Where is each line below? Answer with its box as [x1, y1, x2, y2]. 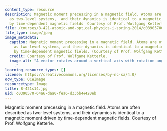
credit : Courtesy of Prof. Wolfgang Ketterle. [9, 53, 108, 59]
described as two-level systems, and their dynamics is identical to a [5, 110, 144, 116]
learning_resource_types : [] [5, 68, 66, 73]
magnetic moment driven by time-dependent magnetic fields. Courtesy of [5, 115, 157, 121]
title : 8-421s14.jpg [5, 86, 48, 91]
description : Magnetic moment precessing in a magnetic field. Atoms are [5, 12, 162, 17]
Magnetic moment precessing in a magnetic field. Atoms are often [5, 104, 141, 110]
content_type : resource [5, 7, 55, 12]
